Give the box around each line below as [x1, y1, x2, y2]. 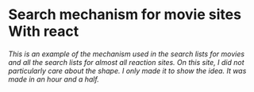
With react [8, 22, 79, 40]
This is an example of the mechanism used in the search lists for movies [8, 49, 244, 59]
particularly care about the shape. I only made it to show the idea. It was [8, 66, 247, 75]
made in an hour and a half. [8, 74, 99, 84]
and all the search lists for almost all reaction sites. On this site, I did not [8, 57, 244, 67]
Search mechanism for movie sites [8, 6, 242, 24]
